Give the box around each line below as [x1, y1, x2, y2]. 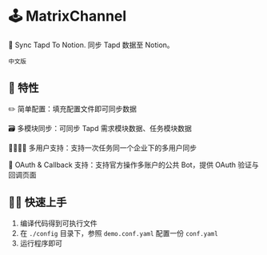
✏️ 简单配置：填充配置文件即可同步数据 [8, 104, 137, 114]
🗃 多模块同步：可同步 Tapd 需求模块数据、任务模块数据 [8, 123, 192, 133]
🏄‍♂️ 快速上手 [8, 196, 67, 209]
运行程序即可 [19, 238, 62, 248]
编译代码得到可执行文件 [19, 218, 98, 228]
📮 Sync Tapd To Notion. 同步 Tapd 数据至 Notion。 [8, 40, 174, 50]
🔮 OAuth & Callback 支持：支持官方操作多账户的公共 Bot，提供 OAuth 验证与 [8, 160, 260, 169]
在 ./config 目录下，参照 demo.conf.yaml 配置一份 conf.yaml [19, 228, 218, 237]
